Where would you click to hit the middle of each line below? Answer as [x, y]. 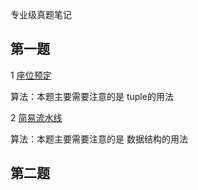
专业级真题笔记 [41, 14]
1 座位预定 [31, 75]
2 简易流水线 [36, 117]
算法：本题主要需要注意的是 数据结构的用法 [99, 139]
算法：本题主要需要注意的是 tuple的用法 [92, 96]
